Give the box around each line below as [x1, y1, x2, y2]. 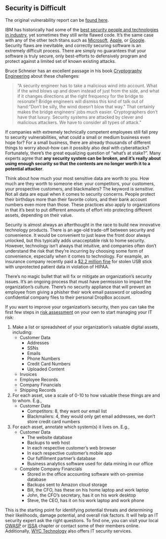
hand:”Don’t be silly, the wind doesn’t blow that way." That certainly [17, 103, 155, 109]
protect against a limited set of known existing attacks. [5, 58, 116, 64]
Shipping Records [19, 387, 56, 393]
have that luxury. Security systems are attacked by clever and [17, 114, 143, 120]
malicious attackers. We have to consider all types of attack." [17, 119, 142, 125]
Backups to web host [27, 440, 70, 446]
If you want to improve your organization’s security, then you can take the [5, 304, 155, 310]
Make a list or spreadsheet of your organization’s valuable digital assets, [12, 324, 160, 330]
